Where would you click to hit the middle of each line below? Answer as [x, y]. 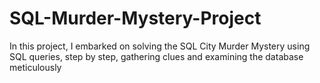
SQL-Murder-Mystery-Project [135, 18]
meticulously [35, 67]
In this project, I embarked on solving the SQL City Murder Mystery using [160, 46]
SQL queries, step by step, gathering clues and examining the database [156, 56]
